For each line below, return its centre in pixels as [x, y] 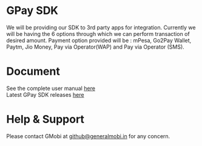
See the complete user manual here [51, 88]
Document [33, 71]
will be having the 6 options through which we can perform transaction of [98, 33]
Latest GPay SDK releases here [45, 94]
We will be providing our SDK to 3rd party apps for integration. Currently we [101, 27]
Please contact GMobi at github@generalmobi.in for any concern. [88, 136]
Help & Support [45, 120]
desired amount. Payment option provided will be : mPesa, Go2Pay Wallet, [99, 40]
